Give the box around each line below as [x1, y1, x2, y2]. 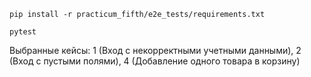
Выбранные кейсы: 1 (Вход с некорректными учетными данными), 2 [9, 45, 302, 56]
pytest [9, 27, 37, 37]
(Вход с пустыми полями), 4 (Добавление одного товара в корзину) [9, 55, 301, 67]
